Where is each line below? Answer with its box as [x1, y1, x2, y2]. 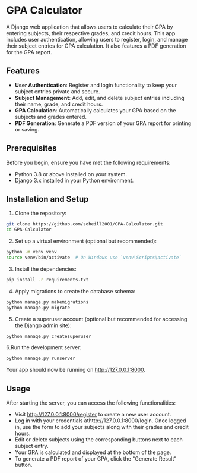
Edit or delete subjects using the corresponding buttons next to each [14, 436, 183, 443]
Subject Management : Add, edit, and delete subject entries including [14, 94, 185, 101]
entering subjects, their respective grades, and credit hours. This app [6, 29, 176, 36]
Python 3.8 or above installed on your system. [14, 170, 128, 177]
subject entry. [14, 443, 49, 450]
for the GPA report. [6, 48, 52, 55]
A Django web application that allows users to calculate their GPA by [6, 23, 173, 30]
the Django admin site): [14, 322, 72, 329]
